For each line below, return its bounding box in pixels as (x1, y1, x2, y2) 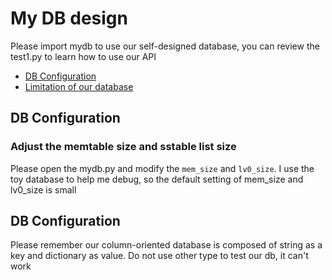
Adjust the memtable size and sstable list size (10, 140, 237, 154)
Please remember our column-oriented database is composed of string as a (10, 239, 323, 251)
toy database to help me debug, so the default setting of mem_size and (10, 173, 304, 185)
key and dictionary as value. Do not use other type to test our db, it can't (10, 250, 309, 262)
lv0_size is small (10, 183, 77, 196)
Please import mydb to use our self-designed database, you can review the (10, 40, 320, 52)
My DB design (10, 7, 128, 30)
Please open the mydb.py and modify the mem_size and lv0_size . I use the (10, 162, 315, 174)
